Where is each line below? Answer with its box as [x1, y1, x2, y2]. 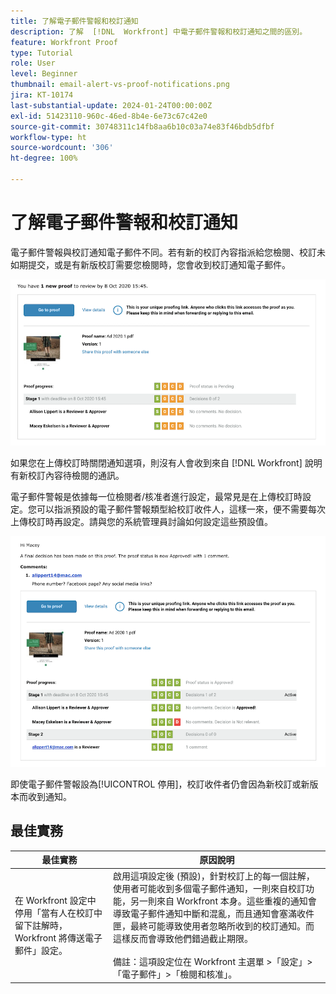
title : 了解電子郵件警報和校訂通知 [10, 16, 139, 26]
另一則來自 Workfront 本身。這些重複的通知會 [130, 895, 317, 907]
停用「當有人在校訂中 [14, 906, 103, 919]
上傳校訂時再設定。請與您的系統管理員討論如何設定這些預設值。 [10, 516, 273, 528]
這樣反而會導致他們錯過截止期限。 [113, 933, 254, 945]
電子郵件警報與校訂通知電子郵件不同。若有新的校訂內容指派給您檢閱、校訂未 [10, 246, 326, 258]
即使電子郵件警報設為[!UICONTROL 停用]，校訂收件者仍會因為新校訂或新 [10, 778, 310, 790]
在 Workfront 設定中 [14, 894, 97, 906]
